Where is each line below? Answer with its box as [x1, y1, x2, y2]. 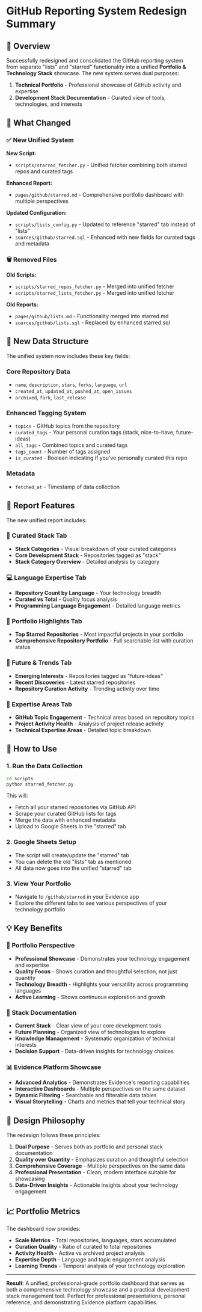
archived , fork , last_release [14, 394, 86, 401]
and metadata [14, 239, 50, 247]
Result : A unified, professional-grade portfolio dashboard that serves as [6, 1280, 185, 1287]
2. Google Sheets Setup [6, 838, 77, 846]
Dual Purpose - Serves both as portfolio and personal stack [14, 1143, 164, 1150]
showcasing [14, 1175, 45, 1183]
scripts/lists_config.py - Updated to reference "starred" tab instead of [14, 221, 195, 228]
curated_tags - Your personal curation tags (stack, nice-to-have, [14, 429, 175, 436]
